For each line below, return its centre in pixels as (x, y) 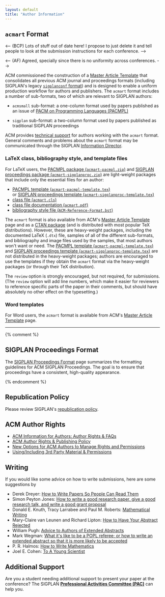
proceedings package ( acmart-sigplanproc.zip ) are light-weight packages (81, 174)
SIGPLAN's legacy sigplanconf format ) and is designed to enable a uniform (81, 86)
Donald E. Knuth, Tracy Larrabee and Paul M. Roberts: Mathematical (81, 510)
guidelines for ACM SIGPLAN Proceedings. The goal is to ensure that (75, 367)
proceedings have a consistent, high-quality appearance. (63, 372)
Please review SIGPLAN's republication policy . (52, 409)
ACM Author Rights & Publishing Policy (51, 441)
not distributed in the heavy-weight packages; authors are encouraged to (79, 256)
